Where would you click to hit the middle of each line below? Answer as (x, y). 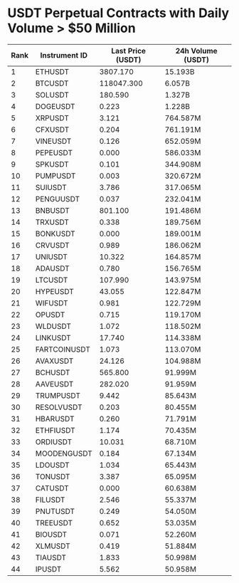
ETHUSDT (52, 71)
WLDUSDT (53, 326)
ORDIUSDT (54, 441)
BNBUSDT (52, 210)
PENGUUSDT (58, 199)
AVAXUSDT (54, 361)
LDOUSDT (52, 465)
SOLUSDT (52, 95)
